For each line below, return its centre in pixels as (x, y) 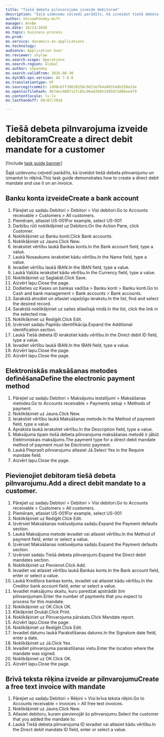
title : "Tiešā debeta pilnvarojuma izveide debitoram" (62, 10)
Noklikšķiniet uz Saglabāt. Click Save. (50, 278)
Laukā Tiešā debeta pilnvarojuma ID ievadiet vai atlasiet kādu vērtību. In (84, 724)
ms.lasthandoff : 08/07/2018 (34, 101)
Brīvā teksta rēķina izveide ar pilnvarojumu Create (82, 679)
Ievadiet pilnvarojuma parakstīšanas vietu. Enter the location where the (83, 648)
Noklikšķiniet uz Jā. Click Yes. (42, 643)
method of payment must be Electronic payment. (62, 445)
